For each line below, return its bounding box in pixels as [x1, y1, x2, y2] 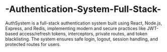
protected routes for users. [5, 41, 61, 47]
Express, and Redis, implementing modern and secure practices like [5, 25, 146, 31]
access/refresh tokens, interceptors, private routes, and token [19, 30, 147, 36]
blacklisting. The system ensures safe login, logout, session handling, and [5, 36, 158, 42]
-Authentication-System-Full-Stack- [5, 3, 161, 15]
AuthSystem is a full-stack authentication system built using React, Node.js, [5, 20, 162, 26]
